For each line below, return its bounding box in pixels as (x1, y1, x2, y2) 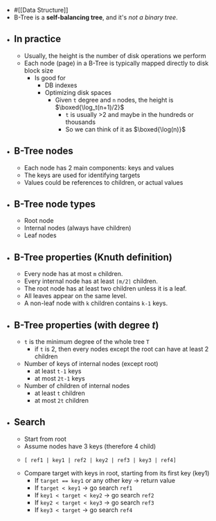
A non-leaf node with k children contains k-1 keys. (24, 299, 168, 307)
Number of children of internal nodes (24, 382, 130, 390)
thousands (65, 118, 96, 126)
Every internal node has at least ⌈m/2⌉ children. (24, 277, 158, 286)
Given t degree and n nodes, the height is (55, 95, 174, 104)
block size (24, 66, 54, 75)
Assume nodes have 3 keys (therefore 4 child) (24, 442, 156, 450)
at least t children (34, 389, 85, 397)
